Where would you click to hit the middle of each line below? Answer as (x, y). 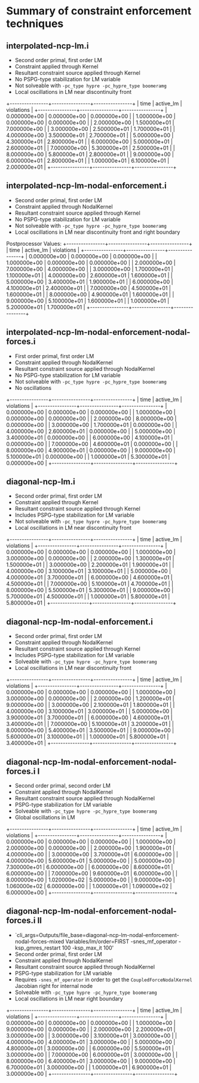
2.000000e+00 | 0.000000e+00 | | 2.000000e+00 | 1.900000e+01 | (91, 848)
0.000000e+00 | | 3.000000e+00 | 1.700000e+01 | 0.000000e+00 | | (92, 425)
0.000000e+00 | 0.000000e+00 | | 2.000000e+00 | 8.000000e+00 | (91, 418)
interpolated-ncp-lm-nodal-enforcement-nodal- (98, 332)
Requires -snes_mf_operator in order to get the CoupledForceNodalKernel (103, 980)
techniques (35, 24)
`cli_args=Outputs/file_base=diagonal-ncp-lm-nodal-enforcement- (97, 935)
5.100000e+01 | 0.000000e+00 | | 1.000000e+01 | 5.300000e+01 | (88, 456)
